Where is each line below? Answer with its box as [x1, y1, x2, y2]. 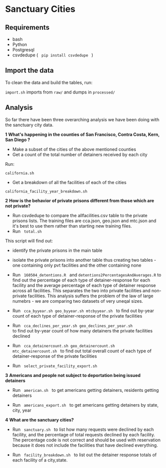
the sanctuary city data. [5, 122, 54, 128]
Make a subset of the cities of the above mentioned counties [12, 146, 136, 152]
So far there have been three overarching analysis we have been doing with [5, 116, 160, 122]
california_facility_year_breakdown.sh [5, 189, 88, 194]
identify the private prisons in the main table [12, 247, 103, 253]
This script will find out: [5, 237, 53, 243]
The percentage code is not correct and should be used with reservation [12, 437, 161, 443]
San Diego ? [5, 137, 31, 142]
